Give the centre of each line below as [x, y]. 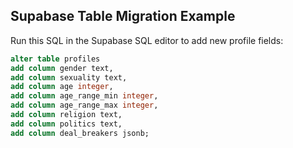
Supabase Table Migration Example [123, 16]
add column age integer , [62, 87]
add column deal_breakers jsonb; [80, 133]
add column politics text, [66, 124]
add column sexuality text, [69, 77]
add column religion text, [66, 115]
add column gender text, [62, 68]
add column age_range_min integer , [84, 96]
